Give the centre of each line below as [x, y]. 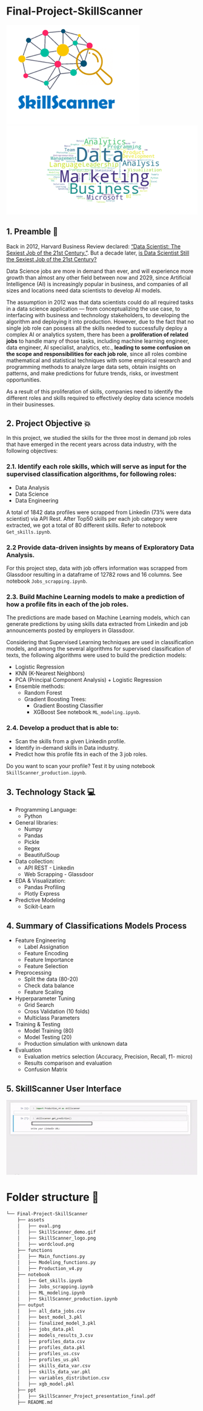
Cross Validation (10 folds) [57, 1011]
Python [33, 816]
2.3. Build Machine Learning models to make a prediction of [95, 597]
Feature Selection [46, 966]
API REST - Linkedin [49, 868]
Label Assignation [46, 947]
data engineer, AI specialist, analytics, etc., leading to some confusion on [98, 347]
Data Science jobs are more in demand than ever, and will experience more [100, 271]
